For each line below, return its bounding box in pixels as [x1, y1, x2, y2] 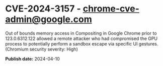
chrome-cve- [83, 3, 140, 14]
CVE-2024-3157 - [5, 3, 81, 14]
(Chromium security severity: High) [5, 46, 78, 52]
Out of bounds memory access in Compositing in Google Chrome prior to [5, 30, 157, 36]
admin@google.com [5, 13, 92, 25]
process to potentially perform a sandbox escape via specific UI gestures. [5, 40, 158, 46]
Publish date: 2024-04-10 [5, 55, 60, 61]
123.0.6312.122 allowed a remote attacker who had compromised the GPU [5, 35, 157, 41]
